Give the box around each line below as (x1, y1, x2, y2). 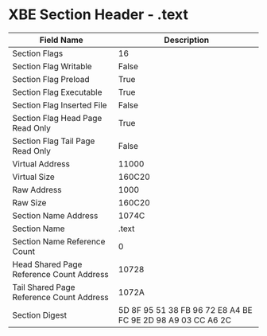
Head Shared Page (12, 259, 83, 270)
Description (164, 34, 210, 45)
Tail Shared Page (12, 281, 75, 292)
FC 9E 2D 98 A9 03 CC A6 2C (118, 315, 232, 326)
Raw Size (12, 197, 47, 208)
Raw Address (12, 184, 62, 195)
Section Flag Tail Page (12, 135, 95, 147)
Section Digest (12, 309, 68, 320)
